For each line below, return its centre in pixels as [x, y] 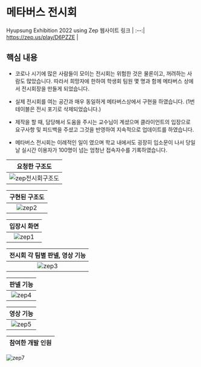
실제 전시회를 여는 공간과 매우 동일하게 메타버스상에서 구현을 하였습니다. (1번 [105, 101]
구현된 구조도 [27, 197]
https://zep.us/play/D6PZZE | [42, 37]
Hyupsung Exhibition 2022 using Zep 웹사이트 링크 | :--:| [75, 30]
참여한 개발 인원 [30, 343]
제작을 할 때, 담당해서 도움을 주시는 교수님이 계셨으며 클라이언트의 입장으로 [103, 122]
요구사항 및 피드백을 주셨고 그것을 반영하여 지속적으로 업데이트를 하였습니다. [104, 129]
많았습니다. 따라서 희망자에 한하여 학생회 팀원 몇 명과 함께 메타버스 [104, 81]
